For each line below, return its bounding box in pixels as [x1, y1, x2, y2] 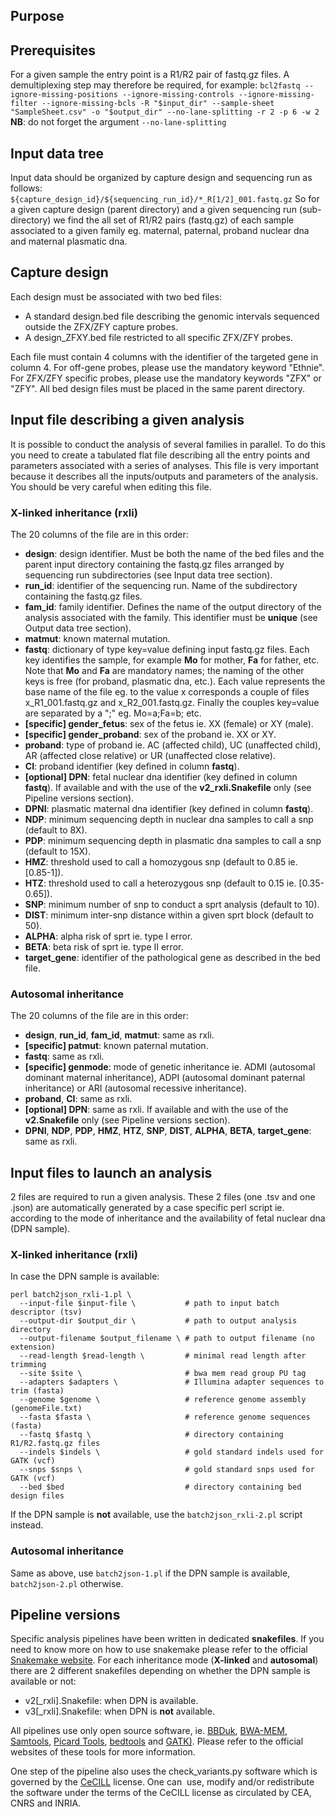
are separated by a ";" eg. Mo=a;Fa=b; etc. [24, 707, 202, 719]
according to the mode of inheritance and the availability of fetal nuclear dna [10, 1212, 326, 1224]
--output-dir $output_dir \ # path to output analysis [19, 1316, 298, 1326]
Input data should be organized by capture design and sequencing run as [10, 172, 313, 184]
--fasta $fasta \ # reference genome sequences [19, 1412, 311, 1423]
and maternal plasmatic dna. [10, 235, 128, 248]
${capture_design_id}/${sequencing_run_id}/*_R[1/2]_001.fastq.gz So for [10, 193, 320, 205]
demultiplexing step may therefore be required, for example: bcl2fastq [10, 79, 301, 91]
